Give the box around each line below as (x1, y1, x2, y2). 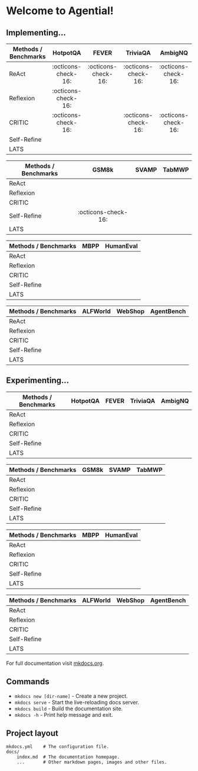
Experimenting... (6, 376, 70, 386)
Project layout (6, 729, 59, 739)
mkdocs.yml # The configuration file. (6, 744, 110, 750)
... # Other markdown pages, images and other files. (16, 759, 167, 765)
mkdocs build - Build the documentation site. (14, 705, 123, 712)
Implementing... (6, 28, 67, 38)
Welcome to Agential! (6, 4, 114, 18)
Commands (6, 677, 50, 687)
